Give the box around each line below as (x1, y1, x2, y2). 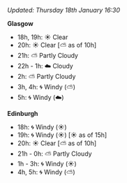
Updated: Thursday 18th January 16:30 (7, 6, 121, 14)
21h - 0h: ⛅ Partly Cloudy (17, 149, 92, 158)
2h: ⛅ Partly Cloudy (17, 73, 76, 80)
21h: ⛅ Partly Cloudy (17, 52, 79, 59)
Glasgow (7, 20, 33, 27)
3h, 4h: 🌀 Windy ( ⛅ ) (17, 83, 75, 91)
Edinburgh (7, 110, 38, 117)
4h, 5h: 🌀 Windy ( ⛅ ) (17, 168, 75, 176)
